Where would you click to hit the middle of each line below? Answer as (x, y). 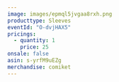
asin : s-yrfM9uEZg (34, 61)
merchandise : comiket (39, 67)
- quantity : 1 (34, 41)
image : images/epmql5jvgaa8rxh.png (60, 14)
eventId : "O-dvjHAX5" (39, 27)
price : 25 (35, 47)
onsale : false (28, 54)
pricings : (22, 34)
